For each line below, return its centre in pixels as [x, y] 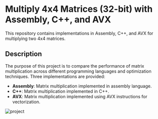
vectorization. [26, 102]
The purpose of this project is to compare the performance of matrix [75, 66]
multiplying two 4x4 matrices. [35, 39]
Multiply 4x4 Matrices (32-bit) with [79, 9]
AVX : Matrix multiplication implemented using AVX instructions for [80, 96]
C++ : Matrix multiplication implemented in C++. [61, 91]
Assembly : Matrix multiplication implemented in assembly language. [82, 86]
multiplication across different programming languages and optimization [78, 71]
